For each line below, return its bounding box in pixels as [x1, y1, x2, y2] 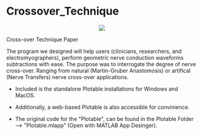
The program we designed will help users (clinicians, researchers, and [6, 47, 182, 55]
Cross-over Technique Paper [6, 35, 79, 43]
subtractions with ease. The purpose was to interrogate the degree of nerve [6, 60, 196, 67]
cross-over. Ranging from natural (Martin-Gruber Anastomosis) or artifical [6, 67, 191, 74]
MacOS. [15, 91, 36, 99]
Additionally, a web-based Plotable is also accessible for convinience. [15, 103, 190, 111]
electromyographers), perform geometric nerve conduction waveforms [6, 54, 184, 61]
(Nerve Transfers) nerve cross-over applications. [6, 73, 129, 80]
